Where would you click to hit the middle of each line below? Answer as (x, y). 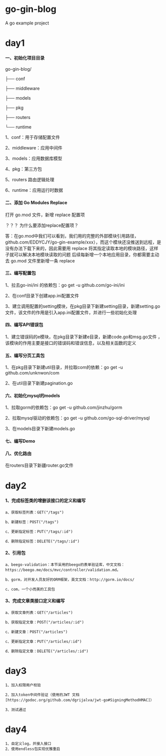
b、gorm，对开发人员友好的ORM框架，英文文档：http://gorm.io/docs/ (70, 579)
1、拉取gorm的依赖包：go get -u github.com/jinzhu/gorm (64, 407)
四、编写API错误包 (24, 325)
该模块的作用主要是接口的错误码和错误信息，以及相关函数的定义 (71, 343)
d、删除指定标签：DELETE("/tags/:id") (42, 541)
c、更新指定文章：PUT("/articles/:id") (44, 641)
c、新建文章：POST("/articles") (37, 632)
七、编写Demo (20, 441)
